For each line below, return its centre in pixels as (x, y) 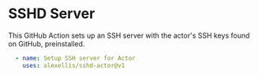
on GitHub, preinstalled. (47, 43)
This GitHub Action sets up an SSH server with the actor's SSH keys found (129, 35)
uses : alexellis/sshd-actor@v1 (74, 65)
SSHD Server (52, 14)
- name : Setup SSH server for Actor (75, 58)
